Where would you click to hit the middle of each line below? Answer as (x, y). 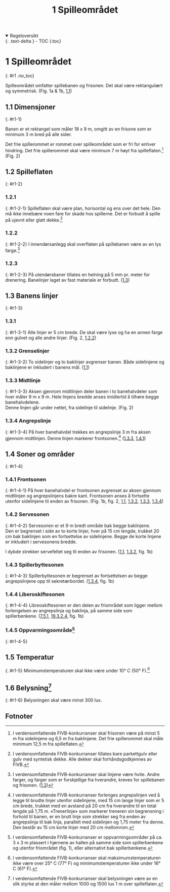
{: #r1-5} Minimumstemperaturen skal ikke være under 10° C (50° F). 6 (78, 670)
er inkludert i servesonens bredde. (41, 542)
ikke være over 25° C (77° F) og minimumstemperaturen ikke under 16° (87, 863)
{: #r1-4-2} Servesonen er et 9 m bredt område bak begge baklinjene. (78, 525)
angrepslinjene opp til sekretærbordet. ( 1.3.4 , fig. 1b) (60, 581)
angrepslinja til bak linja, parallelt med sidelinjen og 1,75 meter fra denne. (88, 822)
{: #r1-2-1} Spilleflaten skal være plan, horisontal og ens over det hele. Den (83, 208)
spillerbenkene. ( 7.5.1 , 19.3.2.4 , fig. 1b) (45, 616)
